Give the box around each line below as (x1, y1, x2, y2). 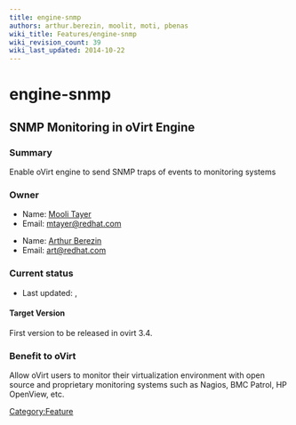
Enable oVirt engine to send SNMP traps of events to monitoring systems (9, 166, 276, 177)
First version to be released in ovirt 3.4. (9, 327, 153, 338)
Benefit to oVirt (9, 349, 76, 362)
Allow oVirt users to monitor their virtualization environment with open (9, 370, 265, 381)
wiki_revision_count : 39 (9, 37, 101, 47)
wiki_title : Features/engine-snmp (9, 29, 138, 38)
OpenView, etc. (9, 389, 65, 400)
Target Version (9, 308, 66, 318)
